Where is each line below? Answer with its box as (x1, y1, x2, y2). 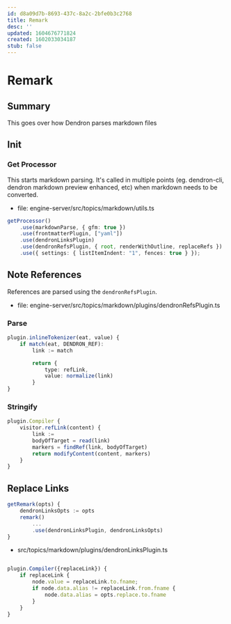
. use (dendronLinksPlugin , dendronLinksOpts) (32, 526, 164, 533)
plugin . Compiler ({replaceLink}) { (7, 565, 108, 572)
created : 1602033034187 (7, 36, 77, 43)
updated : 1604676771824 (7, 29, 77, 37)
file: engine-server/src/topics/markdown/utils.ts (17, 203, 154, 212)
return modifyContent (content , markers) (32, 450, 151, 457)
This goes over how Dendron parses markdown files (7, 119, 157, 127)
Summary (7, 100, 51, 112)
